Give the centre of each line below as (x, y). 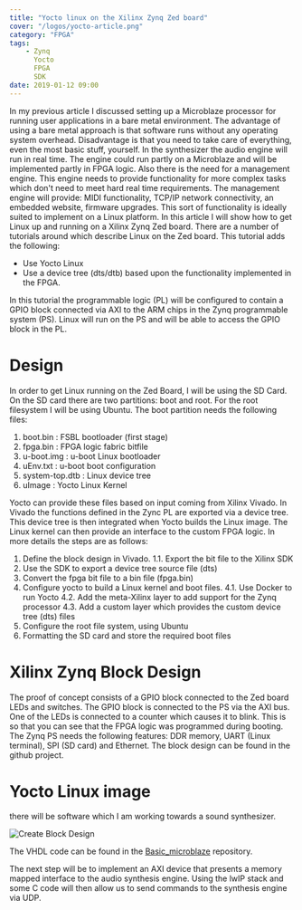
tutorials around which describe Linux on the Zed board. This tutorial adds (147, 235)
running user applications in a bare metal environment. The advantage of (145, 120)
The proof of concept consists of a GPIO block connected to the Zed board (149, 697)
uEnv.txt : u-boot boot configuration (89, 465)
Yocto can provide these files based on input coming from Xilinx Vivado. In (148, 503)
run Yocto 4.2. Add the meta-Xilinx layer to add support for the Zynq (150, 597)
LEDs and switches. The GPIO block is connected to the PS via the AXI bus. (150, 706)
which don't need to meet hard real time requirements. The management (145, 187)
